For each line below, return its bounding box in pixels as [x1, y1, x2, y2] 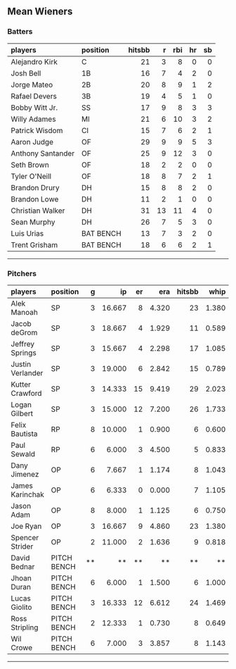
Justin [11, 359, 32, 369]
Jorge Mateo [11, 80, 53, 89]
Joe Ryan [11, 521, 42, 531]
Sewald [11, 449, 36, 458]
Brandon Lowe [11, 194, 59, 204]
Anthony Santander [11, 148, 75, 158]
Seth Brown [11, 160, 49, 170]
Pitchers [7, 268, 37, 278]
